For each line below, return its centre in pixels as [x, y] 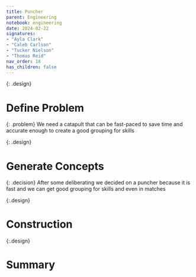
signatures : [21, 34]
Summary [30, 265]
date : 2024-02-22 [28, 28]
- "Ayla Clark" [25, 39]
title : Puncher [25, 12]
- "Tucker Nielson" [30, 51]
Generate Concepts [55, 166]
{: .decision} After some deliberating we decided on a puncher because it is [98, 182]
